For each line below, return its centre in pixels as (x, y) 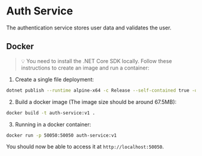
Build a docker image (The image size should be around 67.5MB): (96, 102)
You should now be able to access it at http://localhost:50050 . (85, 147)
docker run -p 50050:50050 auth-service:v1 (62, 135)
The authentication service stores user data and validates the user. (89, 28)
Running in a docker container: (53, 124)
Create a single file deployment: (54, 79)
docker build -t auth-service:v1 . (51, 113)
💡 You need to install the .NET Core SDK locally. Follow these (96, 61)
